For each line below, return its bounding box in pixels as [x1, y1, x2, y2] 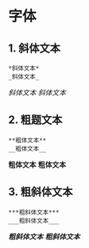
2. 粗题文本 [8, 113, 63, 127]
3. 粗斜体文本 [8, 185, 73, 199]
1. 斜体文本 [8, 41, 61, 55]
